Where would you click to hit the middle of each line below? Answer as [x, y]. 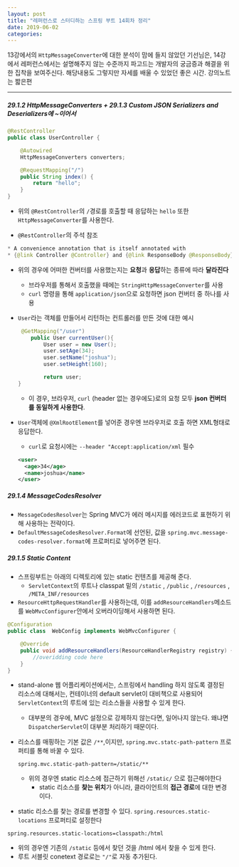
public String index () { [57, 177]
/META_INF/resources [59, 594]
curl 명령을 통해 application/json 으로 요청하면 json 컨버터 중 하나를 [125, 293]
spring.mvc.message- [198, 533]
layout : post [27, 14]
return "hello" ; [57, 183]
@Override [35, 644]
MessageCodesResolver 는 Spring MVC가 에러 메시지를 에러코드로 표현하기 [120, 515]
